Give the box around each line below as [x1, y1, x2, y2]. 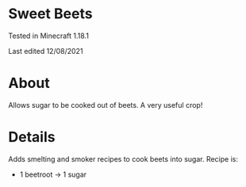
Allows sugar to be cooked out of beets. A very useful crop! [8, 100, 203, 109]
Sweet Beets [8, 5, 93, 23]
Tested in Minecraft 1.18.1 [8, 31, 90, 40]
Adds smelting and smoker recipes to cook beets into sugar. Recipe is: [8, 154, 238, 163]
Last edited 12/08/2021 [8, 46, 83, 55]
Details [8, 128, 56, 147]
